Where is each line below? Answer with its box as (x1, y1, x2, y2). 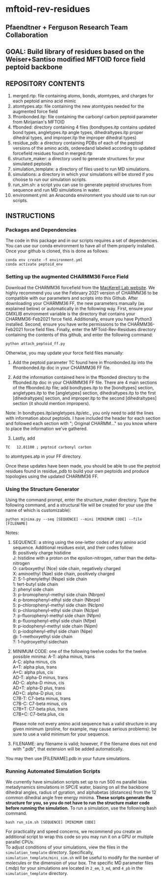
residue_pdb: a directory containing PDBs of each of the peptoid (12, 139, 143, 146)
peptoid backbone (5, 63, 63, 71)
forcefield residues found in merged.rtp (12, 150, 93, 156)
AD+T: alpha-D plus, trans (12, 685, 65, 691)
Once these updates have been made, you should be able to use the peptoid (5, 463, 161, 469)
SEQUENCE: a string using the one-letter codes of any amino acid (12, 540, 146, 545)
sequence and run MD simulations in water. (12, 187, 101, 193)
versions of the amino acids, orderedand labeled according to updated (12, 145, 156, 151)
